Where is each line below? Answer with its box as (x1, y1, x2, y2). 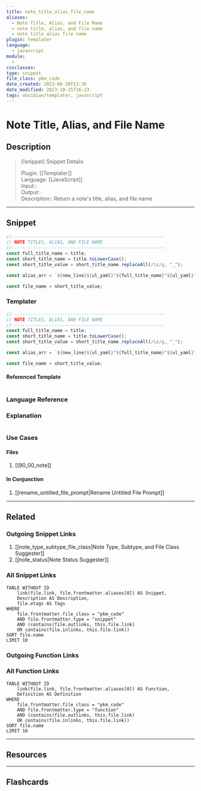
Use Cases (6, 434, 38, 442)
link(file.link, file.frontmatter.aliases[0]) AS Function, (17, 686, 170, 692)
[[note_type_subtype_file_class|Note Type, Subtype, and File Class (14, 544, 179, 551)
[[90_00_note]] (14, 462, 51, 469)
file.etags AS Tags (17, 600, 66, 606)
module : (6, 53, 26, 59)
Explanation (6, 411, 42, 419)
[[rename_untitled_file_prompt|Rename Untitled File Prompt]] (14, 489, 165, 496)
